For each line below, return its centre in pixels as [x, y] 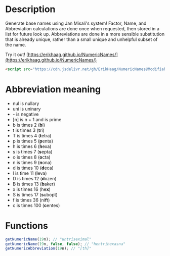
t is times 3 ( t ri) [28, 130]
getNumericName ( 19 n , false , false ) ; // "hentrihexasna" [65, 244]
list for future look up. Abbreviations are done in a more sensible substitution [85, 34]
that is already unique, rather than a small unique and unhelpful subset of [81, 39]
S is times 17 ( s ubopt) [35, 194]
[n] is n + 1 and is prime [37, 119]
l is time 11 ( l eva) [30, 173]
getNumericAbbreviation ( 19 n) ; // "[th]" [49, 248]
